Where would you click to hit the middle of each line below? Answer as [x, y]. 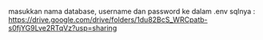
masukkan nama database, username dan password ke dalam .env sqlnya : [132, 11]
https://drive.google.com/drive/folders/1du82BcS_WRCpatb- [108, 20]
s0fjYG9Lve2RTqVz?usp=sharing [63, 28]
